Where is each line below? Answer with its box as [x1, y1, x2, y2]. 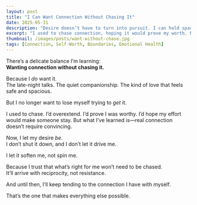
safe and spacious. [6, 88, 52, 95]
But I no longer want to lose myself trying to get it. [6, 99, 127, 106]
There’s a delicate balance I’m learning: [6, 57, 101, 65]
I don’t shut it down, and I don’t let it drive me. [6, 140, 117, 147]
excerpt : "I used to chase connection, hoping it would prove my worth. [6, 31, 188, 36]
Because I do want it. [6, 75, 57, 82]
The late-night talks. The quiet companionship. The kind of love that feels [6, 81, 184, 88]
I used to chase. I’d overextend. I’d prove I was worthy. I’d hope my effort [6, 110, 182, 117]
